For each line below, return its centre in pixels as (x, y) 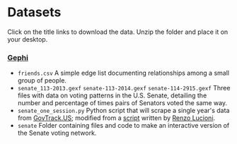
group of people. (42, 80)
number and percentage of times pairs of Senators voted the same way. (122, 103)
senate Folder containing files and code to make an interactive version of (123, 126)
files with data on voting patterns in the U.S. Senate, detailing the (112, 95)
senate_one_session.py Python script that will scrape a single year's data (123, 111)
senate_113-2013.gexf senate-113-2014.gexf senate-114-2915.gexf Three (124, 88)
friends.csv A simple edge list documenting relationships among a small (123, 73)
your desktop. (28, 39)
